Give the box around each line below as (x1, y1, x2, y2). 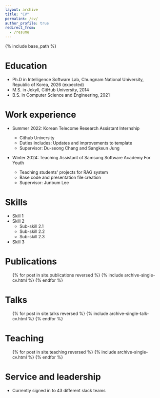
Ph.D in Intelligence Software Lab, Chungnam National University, (12, 76, 144, 82)
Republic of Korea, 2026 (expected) (12, 82, 84, 87)
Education (5, 61, 47, 71)
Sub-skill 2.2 (19, 228, 45, 234)
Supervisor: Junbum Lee (19, 179, 69, 186)
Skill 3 (12, 239, 25, 245)
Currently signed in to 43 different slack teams (12, 387, 106, 393)
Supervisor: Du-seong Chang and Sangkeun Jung (19, 145, 120, 151)
